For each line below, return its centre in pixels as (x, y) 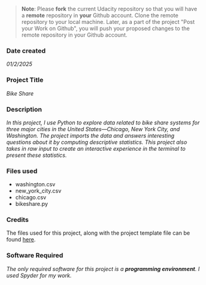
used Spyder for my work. (39, 275)
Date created (26, 50)
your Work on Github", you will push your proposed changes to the (105, 28)
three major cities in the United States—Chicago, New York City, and (93, 129)
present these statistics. (37, 155)
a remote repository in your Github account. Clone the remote (100, 15)
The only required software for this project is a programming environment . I (103, 268)
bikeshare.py (32, 204)
